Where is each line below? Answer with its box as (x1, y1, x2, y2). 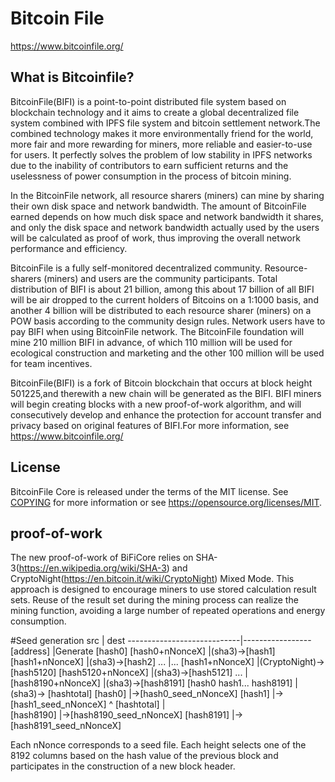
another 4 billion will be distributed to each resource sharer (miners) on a (10, 304, 312, 316)
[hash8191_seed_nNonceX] (10, 720, 122, 732)
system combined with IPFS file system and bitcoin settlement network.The (10, 117, 321, 129)
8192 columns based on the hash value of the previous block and (10, 750, 279, 762)
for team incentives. (10, 357, 93, 369)
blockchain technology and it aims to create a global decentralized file (10, 106, 300, 118)
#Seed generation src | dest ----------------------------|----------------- (10, 635, 312, 647)
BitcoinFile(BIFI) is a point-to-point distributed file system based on (10, 95, 287, 107)
